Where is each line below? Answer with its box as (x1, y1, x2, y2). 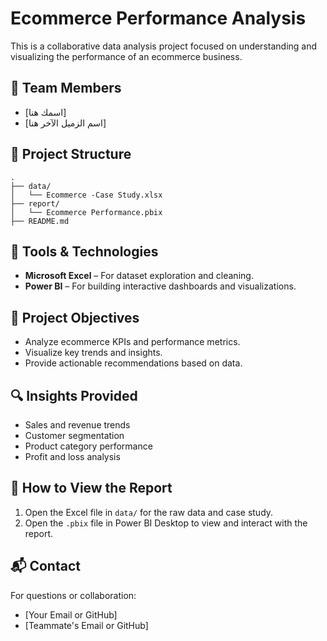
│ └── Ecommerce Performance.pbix (10, 207, 163, 217)
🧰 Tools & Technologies (10, 243, 159, 260)
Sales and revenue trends (24, 419, 131, 431)
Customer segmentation (24, 430, 125, 441)
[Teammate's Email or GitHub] (24, 619, 149, 631)
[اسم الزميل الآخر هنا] (24, 117, 107, 129)
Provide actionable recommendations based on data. (24, 357, 243, 369)
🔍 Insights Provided (10, 387, 138, 404)
